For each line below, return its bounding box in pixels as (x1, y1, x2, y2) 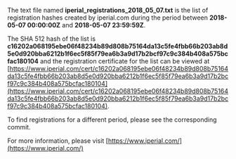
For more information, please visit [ (7, 136, 109, 145)
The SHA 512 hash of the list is (7, 34, 96, 43)
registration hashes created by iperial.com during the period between (7, 13, 209, 22)
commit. (7, 123, 31, 131)
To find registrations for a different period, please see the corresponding (7, 115, 217, 124)
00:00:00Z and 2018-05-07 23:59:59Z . (27, 21, 146, 29)
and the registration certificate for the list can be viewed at (39, 57, 210, 65)
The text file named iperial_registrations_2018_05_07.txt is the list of (7, 6, 209, 14)
